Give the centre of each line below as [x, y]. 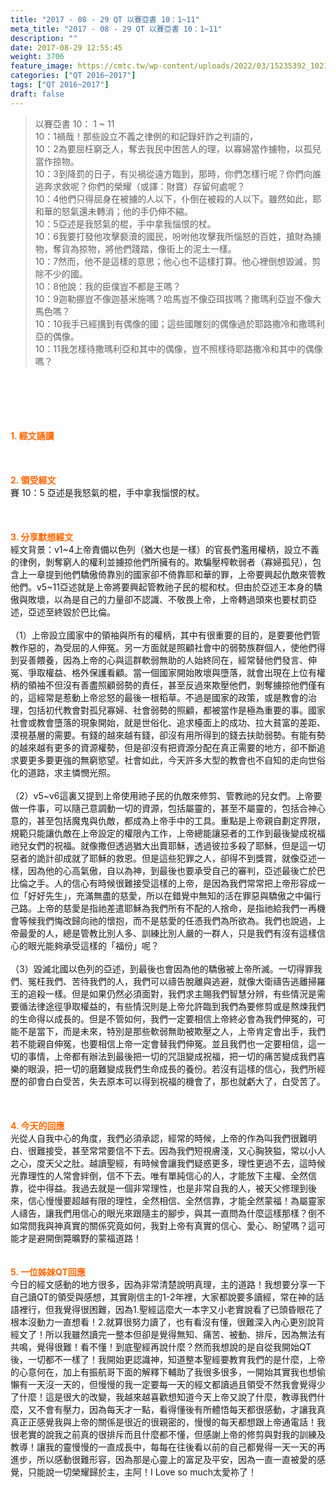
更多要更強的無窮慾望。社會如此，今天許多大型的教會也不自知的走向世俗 [176, 760]
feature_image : [42, 66]
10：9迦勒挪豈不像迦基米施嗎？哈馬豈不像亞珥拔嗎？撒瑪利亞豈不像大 [178, 298]
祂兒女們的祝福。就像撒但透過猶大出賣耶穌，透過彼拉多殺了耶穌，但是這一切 [168, 845]
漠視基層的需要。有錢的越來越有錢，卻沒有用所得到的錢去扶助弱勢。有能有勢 [168, 735]
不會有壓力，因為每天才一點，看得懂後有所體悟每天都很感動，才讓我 [176, 1409]
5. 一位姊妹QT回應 [48, 1272]
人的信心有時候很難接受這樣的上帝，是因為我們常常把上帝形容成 [185, 883]
